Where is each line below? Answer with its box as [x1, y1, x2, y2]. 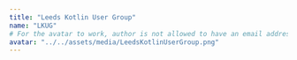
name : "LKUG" [9, 21, 57, 30]
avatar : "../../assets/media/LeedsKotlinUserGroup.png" [9, 37, 219, 47]
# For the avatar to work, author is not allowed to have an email [9, 29, 263, 38]
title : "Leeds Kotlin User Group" [9, 12, 137, 22]
